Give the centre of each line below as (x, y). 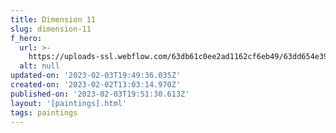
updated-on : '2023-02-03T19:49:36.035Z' (96, 76)
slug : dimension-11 (51, 29)
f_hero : (26, 38)
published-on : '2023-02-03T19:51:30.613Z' (100, 94)
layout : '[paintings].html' (69, 103)
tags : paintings (44, 112)
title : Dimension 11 (53, 19)
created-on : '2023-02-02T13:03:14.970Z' (96, 85)
